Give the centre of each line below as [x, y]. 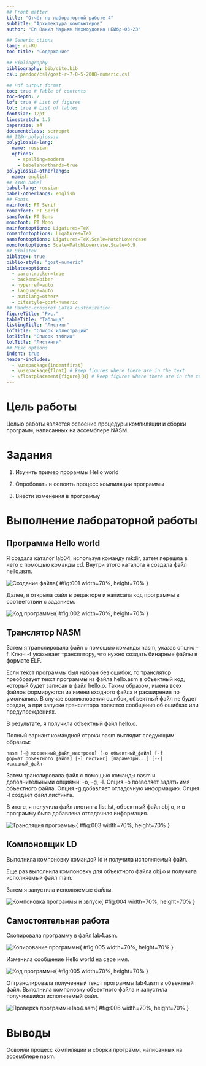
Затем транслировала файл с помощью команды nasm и [81, 775]
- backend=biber [32, 279]
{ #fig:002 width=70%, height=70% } [101, 613]
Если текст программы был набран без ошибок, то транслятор [89, 672]
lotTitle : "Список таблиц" [41, 337]
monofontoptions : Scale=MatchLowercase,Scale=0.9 [71, 245]
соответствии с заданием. [41, 601]
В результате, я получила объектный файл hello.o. [72, 723]
